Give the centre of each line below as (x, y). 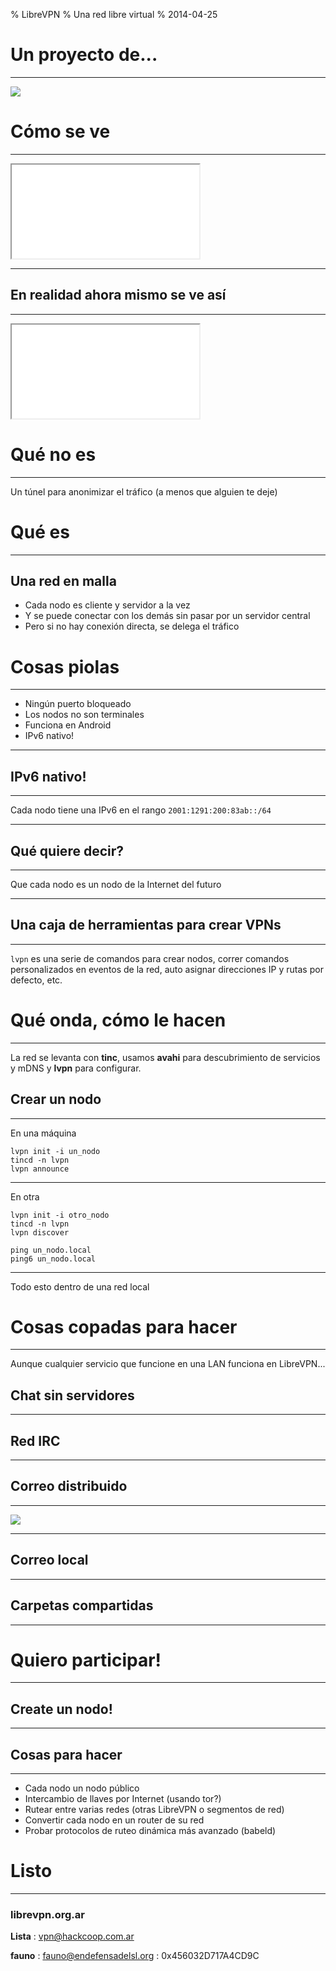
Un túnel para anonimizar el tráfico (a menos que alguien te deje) (144, 491)
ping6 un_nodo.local (53, 1259)
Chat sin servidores (72, 1395)
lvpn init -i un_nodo (55, 1151)
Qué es (40, 531)
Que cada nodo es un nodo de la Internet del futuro (116, 884)
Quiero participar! (86, 1660)
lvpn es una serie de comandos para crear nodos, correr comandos (150, 958)
